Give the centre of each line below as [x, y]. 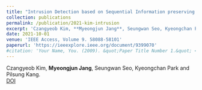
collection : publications [38, 17]
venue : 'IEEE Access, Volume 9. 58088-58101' [64, 40]
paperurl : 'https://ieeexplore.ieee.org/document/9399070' [82, 46]
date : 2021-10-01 [28, 34]
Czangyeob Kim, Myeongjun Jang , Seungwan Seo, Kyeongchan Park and [98, 68]
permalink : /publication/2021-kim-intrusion [63, 23]
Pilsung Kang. [23, 74]
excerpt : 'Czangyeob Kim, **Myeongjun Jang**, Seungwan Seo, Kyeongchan [99, 28]
